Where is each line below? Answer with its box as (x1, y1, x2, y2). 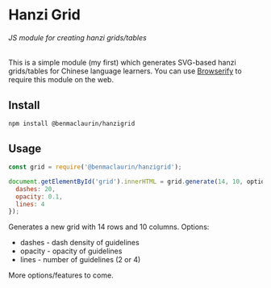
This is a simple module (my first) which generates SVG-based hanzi (8, 58, 236, 68)
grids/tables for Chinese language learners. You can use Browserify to (8, 66, 242, 76)
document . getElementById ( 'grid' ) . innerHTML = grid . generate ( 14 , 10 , (8, 177, 244, 186)
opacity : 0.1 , (15, 192, 63, 201)
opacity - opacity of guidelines (19, 246, 123, 256)
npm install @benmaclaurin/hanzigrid (8, 119, 135, 128)
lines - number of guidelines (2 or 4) (19, 255, 141, 265)
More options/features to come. (8, 270, 115, 280)
